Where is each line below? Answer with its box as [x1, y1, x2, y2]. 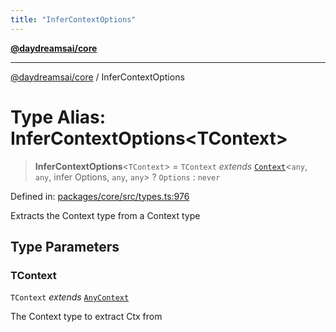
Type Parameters [10, 238, 120, 255]
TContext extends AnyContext [10, 291, 130, 303]
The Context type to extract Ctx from [10, 311, 163, 323]
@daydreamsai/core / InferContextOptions [10, 71, 185, 83]
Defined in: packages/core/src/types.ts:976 [10, 190, 190, 202]
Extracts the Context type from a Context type [10, 209, 201, 221]
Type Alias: [10, 106, 107, 128]
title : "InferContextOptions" [10, 14, 137, 25]
